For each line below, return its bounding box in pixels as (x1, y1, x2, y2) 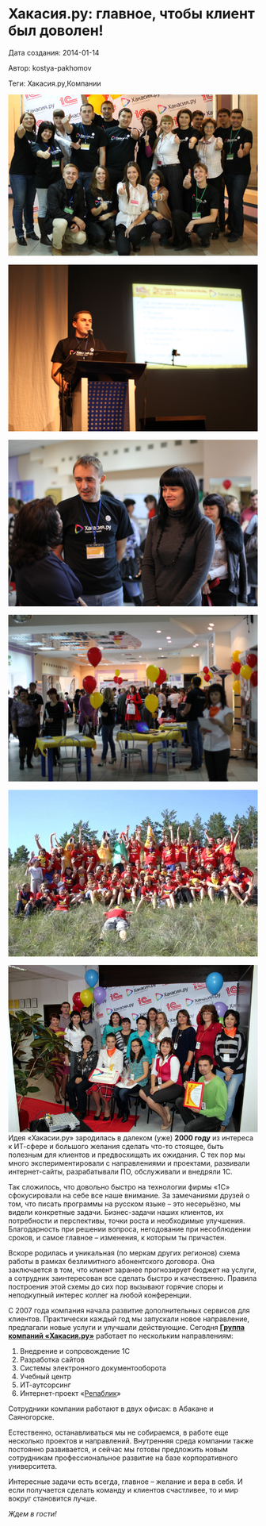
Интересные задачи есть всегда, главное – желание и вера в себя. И (8, 1477, 243, 1486)
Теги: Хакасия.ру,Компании (8, 79, 101, 88)
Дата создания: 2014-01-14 (8, 48, 100, 57)
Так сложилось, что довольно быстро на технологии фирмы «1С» (8, 1182, 230, 1191)
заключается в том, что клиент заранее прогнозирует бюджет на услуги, (8, 1265, 256, 1274)
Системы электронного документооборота (19, 1363, 166, 1373)
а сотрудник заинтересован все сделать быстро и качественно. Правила (8, 1273, 257, 1282)
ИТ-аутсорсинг (19, 1380, 71, 1390)
